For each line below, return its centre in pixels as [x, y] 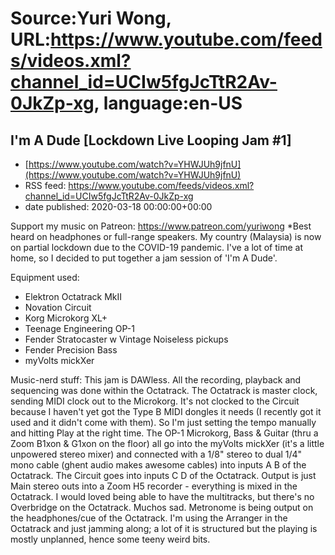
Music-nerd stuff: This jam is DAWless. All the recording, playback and [156, 380]
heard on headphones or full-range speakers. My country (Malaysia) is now [166, 236]
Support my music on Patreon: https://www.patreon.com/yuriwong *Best [161, 226]
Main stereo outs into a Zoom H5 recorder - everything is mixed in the [154, 486]
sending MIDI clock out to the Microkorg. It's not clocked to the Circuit [155, 401]
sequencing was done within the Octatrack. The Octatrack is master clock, [164, 390]
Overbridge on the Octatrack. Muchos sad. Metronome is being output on [162, 507]
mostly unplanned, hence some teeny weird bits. [110, 539]
